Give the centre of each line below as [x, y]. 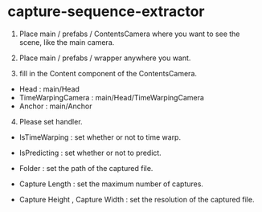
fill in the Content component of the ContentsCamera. [108, 73]
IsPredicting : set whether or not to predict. [90, 153]
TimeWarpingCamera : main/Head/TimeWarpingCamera [111, 97]
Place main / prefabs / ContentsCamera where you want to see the [129, 34]
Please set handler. [51, 121]
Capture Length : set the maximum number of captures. [111, 184]
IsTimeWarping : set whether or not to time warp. [100, 137]
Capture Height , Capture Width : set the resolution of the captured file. [137, 199]
